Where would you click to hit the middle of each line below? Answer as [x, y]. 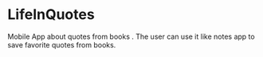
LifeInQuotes [51, 15]
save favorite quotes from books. [62, 44]
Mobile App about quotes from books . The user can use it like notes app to [131, 36]
